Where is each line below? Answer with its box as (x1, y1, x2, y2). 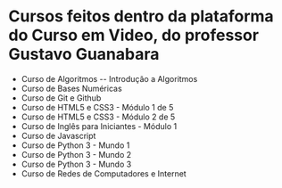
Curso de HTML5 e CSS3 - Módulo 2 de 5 (21, 111, 176, 122)
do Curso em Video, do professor (8, 25, 260, 45)
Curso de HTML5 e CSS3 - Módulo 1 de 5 (21, 102, 174, 112)
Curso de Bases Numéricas (21, 83, 122, 94)
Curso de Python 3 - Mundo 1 (21, 140, 130, 151)
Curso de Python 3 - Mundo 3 (21, 159, 132, 169)
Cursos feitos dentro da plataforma (8, 6, 274, 27)
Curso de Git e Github (21, 92, 102, 103)
